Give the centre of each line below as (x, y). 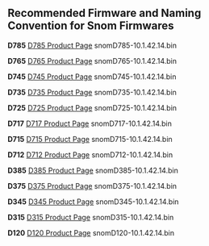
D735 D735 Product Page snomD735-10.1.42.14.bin (92, 92)
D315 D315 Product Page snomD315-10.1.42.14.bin (91, 217)
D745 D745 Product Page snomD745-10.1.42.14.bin (92, 77)
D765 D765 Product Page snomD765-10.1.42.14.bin (92, 60)
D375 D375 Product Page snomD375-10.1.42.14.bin (92, 186)
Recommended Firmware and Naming (104, 13)
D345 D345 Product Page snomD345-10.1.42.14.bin (93, 202)
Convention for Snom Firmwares (91, 26)
